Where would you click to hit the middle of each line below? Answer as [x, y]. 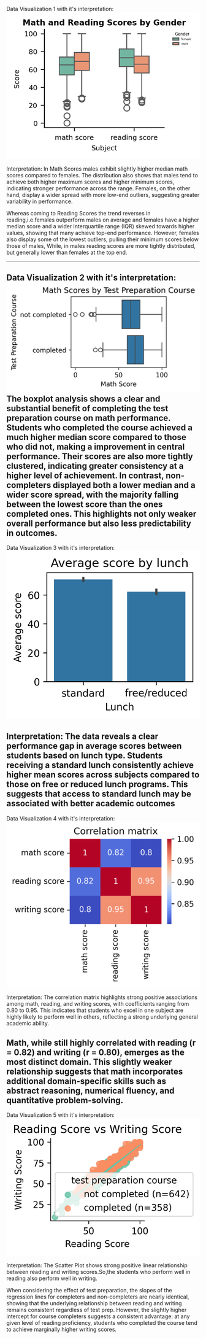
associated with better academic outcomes [91, 804]
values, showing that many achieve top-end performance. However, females [103, 233]
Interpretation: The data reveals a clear [82, 737]
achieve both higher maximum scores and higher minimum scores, [90, 182]
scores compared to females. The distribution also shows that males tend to [102, 176]
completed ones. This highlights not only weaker [101, 514]
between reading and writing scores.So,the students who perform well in [98, 1271]
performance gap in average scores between [94, 746]
